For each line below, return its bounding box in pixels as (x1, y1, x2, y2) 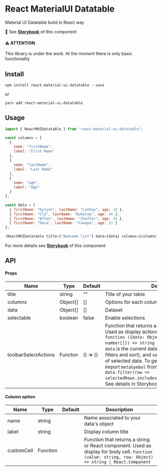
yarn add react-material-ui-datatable (5, 100, 83, 105)
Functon (59, 351, 79, 358)
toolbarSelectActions (7, 351, 55, 358)
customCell (7, 447, 33, 454)
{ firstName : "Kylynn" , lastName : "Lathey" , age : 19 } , (9, 207, 124, 212)
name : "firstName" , (13, 144, 53, 149)
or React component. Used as (84, 442, 151, 449)
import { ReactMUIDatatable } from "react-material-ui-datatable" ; (5, 126, 144, 131)
